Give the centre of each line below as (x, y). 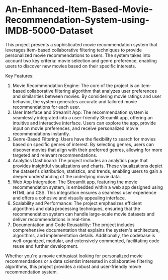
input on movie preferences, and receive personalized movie (75, 128)
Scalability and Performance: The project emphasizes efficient (77, 203)
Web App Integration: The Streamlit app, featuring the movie (75, 182)
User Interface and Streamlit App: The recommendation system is (80, 112)
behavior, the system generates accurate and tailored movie (75, 101)
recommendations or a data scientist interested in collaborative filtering (79, 261)
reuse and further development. (46, 246)
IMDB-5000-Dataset (49, 31)
